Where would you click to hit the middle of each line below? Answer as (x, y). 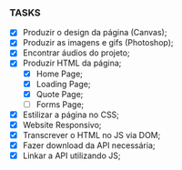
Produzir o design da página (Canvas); (95, 33)
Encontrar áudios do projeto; (76, 53)
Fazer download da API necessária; (89, 145)
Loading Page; (63, 84)
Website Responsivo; (62, 125)
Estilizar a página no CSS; (71, 115)
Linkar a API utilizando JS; (71, 155)
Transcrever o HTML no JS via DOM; (91, 135)
